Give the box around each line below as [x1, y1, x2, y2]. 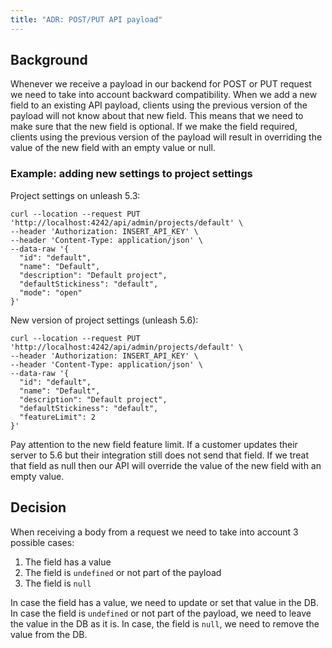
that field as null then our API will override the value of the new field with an [10, 459, 322, 471]
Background [10, 52, 88, 69]
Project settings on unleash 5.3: [10, 189, 141, 201]
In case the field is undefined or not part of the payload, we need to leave [10, 607, 312, 619]
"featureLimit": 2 [19, 412, 97, 422]
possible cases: [10, 536, 75, 548]
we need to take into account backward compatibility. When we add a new [10, 89, 318, 101]
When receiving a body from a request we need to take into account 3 [10, 526, 299, 538]
